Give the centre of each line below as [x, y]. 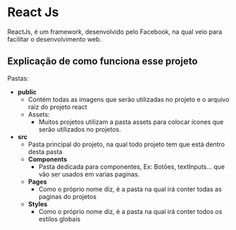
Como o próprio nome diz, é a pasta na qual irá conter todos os [130, 211]
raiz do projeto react [57, 107]
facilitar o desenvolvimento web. [55, 39]
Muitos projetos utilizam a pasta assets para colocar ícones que [131, 122]
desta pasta [45, 151]
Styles [38, 204]
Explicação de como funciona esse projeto [103, 62]
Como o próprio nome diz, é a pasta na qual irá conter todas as [130, 189]
